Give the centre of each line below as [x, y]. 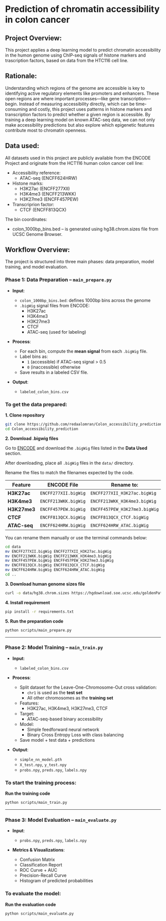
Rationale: [21, 76]
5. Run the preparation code [34, 621]
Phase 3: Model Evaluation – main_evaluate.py [61, 820]
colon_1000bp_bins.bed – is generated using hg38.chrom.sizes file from [85, 229]
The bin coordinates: [26, 219]
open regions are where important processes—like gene [62, 98]
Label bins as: [34, 356]
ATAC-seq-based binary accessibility [65, 719]
